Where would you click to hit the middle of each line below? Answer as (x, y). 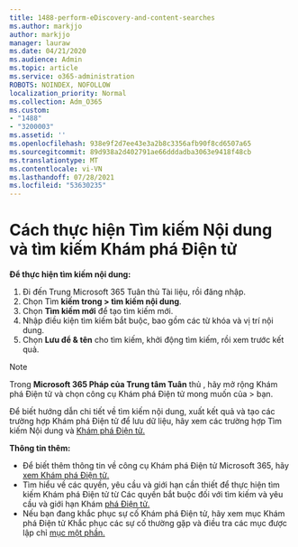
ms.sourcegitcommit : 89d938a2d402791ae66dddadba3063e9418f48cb (131, 152)
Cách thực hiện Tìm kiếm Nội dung (141, 230)
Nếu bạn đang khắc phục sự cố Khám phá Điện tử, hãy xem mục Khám (154, 514)
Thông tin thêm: (40, 449)
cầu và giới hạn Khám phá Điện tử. (86, 504)
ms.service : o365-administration (72, 77)
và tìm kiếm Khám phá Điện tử (123, 250)
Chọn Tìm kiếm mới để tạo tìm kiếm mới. (98, 311)
